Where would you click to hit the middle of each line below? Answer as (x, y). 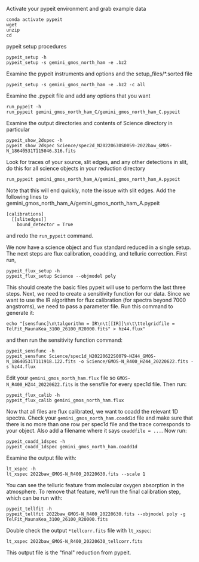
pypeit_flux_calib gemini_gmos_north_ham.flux (65, 400)
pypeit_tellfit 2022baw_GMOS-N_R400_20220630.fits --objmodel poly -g (96, 514)
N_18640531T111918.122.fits (41, 361)
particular (18, 129)
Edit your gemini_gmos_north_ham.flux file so (61, 378)
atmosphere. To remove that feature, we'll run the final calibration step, (94, 491)
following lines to (27, 197)
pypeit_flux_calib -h (33, 395)
